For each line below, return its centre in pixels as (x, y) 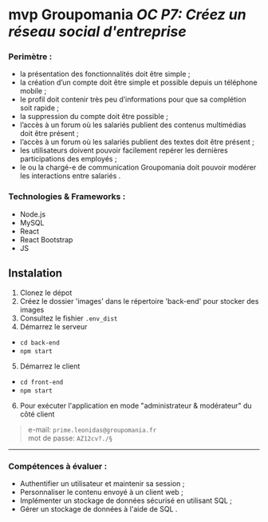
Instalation (35, 273)
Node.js (33, 214)
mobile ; (33, 91)
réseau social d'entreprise (97, 32)
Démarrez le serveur (53, 326)
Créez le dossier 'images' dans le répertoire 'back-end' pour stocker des (139, 301)
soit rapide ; (39, 108)
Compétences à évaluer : (58, 466)
